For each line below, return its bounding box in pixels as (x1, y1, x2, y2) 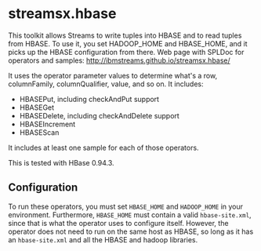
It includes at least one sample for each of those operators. (8, 143, 199, 152)
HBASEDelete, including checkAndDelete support (19, 111, 180, 120)
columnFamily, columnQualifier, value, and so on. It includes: (8, 79, 204, 89)
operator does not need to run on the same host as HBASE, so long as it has (8, 227, 254, 236)
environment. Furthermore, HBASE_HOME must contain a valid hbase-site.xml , (8, 209, 252, 220)
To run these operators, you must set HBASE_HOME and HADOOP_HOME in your (8, 202, 244, 211)
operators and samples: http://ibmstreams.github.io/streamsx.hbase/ (8, 56, 231, 65)
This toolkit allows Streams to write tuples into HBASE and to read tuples (8, 31, 242, 40)
